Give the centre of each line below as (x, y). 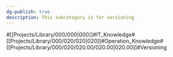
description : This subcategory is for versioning (70, 17)
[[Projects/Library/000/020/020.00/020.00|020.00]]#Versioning (86, 47)
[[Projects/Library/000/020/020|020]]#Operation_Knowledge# (85, 41)
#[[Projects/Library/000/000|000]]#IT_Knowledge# (71, 34)
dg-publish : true (28, 12)
